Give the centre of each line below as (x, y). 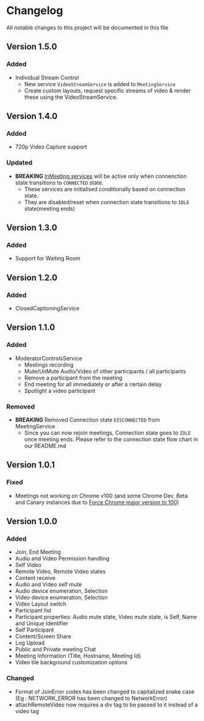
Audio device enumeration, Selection (62, 591)
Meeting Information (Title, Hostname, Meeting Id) (78, 656)
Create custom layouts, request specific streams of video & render (107, 90)
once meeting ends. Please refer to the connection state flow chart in (111, 439)
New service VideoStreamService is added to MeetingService (100, 84)
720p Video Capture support (51, 147)
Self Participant (34, 630)
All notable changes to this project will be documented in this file (87, 27)
